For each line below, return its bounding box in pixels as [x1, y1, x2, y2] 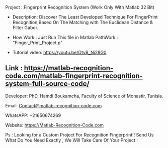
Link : [5, 64, 23, 72]
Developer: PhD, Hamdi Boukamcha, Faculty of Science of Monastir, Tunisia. [5, 93, 163, 99]
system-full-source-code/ [5, 80, 90, 88]
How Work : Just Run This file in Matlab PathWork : [12, 35, 118, 40]
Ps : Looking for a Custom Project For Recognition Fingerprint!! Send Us [5, 131, 154, 137]
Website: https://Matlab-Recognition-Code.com [5, 122, 104, 128]
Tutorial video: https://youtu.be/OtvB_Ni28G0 [12, 50, 107, 55]
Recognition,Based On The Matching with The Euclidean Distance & [12, 20, 153, 25]
